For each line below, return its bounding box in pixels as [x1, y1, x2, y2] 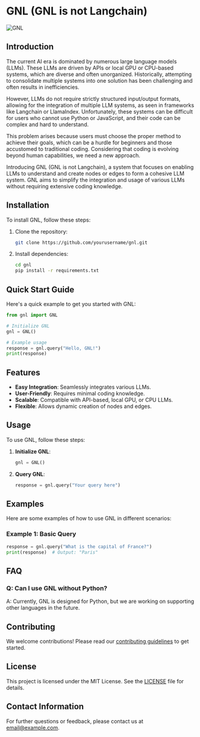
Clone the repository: [14, 228, 68, 235]
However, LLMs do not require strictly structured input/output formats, [6, 95, 181, 102]
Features [6, 367, 40, 378]
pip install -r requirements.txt [14, 267, 99, 274]
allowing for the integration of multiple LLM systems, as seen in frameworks [6, 101, 195, 109]
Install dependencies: [14, 250, 69, 258]
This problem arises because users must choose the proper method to [6, 132, 181, 139]
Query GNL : [14, 470, 45, 477]
